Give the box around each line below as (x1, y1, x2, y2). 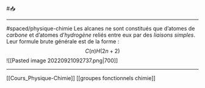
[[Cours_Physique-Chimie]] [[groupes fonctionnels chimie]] (6, 75, 156, 81)
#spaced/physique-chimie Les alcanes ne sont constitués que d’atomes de (6, 25, 195, 32)
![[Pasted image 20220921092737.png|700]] (6, 57, 118, 64)
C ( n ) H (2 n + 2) (85, 48, 120, 54)
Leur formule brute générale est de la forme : (6, 38, 120, 45)
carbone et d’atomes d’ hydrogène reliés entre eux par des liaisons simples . (6, 31, 195, 38)
